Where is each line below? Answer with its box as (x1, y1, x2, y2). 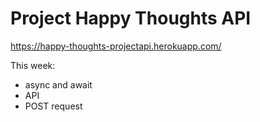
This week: (10, 59, 56, 71)
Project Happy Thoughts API (10, 7, 252, 30)
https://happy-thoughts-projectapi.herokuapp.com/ (10, 40, 222, 52)
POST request (24, 100, 83, 112)
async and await (24, 78, 93, 91)
